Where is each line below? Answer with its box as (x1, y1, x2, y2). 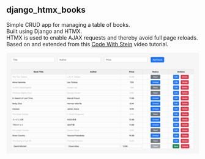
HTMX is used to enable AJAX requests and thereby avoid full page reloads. (6, 34, 198, 41)
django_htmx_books (6, 5, 86, 15)
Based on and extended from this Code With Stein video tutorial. (6, 40, 169, 48)
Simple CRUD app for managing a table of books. (6, 21, 130, 28)
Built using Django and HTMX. (6, 27, 83, 35)
